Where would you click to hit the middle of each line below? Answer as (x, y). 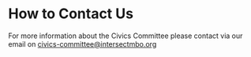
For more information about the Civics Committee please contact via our (126, 36)
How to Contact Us (71, 14)
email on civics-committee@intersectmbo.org (82, 44)
